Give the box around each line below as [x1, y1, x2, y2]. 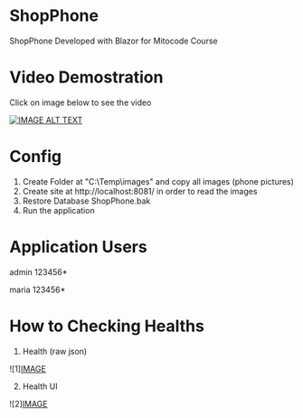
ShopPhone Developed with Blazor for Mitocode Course [9, 35, 219, 46]
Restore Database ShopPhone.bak [22, 195, 151, 206]
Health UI [22, 381, 58, 392]
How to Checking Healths [9, 316, 205, 336]
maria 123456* [9, 284, 66, 295]
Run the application [22, 204, 95, 215]
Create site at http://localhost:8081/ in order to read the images [22, 185, 258, 196]
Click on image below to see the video [9, 97, 152, 108]
